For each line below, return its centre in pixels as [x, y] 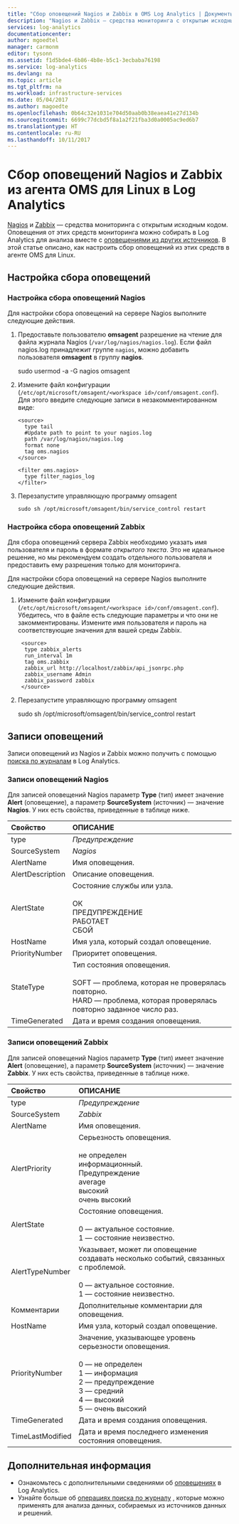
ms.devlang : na [30, 73]
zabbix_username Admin [58, 674]
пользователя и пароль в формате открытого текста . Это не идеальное [116, 550]
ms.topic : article [34, 80]
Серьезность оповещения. [124, 1137]
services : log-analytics [44, 27]
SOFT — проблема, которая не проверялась [149, 983]
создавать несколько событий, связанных [152, 1258]
